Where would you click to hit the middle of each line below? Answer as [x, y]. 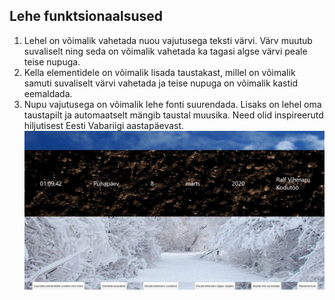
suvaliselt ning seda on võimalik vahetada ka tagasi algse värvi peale [165, 51]
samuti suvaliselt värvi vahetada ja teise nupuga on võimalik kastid [161, 83]
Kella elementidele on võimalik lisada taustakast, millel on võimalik [159, 72]
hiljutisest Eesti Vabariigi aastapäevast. [104, 125]
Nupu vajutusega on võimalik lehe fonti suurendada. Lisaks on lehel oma [172, 104]
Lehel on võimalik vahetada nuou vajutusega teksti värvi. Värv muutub [168, 40]
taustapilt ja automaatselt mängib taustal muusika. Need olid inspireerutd [173, 115]
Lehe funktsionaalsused [86, 16]
